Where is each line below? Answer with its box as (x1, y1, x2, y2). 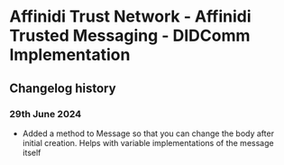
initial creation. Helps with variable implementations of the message (22, 137, 274, 148)
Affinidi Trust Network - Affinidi (9, 6, 252, 27)
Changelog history (9, 80, 116, 96)
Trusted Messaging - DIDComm (9, 25, 251, 46)
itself (22, 147, 41, 158)
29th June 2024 (9, 107, 82, 120)
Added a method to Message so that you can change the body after (22, 128, 275, 139)
